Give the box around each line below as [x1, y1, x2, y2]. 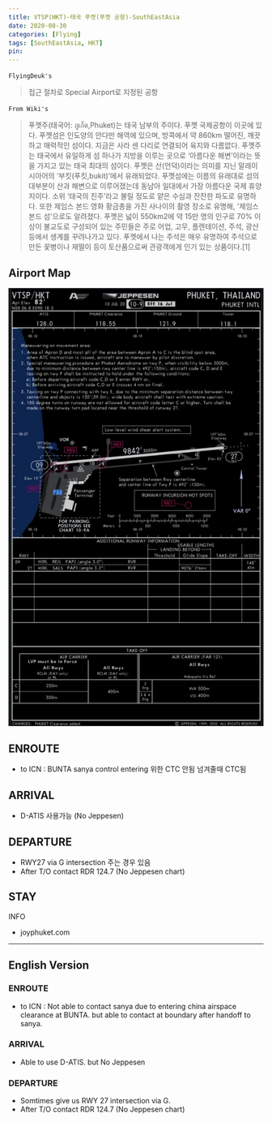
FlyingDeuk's [8, 72, 53, 80]
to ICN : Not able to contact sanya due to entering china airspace [19, 1001, 237, 1011]
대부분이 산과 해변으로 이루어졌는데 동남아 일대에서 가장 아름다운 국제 [28, 181, 247, 191]
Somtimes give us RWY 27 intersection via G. [19, 1096, 172, 1106]
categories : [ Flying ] [8, 30, 82, 38]
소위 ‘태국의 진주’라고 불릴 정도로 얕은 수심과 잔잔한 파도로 [52, 191, 236, 201]
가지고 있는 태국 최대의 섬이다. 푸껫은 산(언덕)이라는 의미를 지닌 [36, 161, 237, 170]
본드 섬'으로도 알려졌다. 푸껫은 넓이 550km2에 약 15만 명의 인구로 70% [28, 212, 253, 221]
